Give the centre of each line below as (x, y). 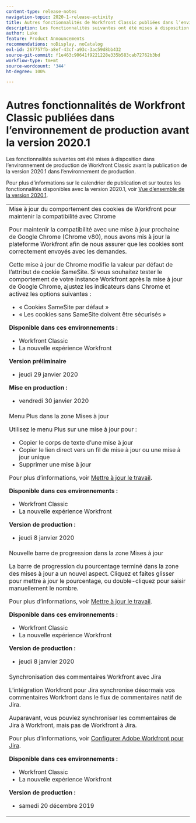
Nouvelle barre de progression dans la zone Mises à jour (86, 553)
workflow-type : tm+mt (32, 60)
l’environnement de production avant (98, 130)
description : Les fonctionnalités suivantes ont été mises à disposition (98, 28)
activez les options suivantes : (50, 294)
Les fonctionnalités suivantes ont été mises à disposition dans (80, 159)
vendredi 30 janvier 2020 (54, 401)
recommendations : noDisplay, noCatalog (55, 45)
